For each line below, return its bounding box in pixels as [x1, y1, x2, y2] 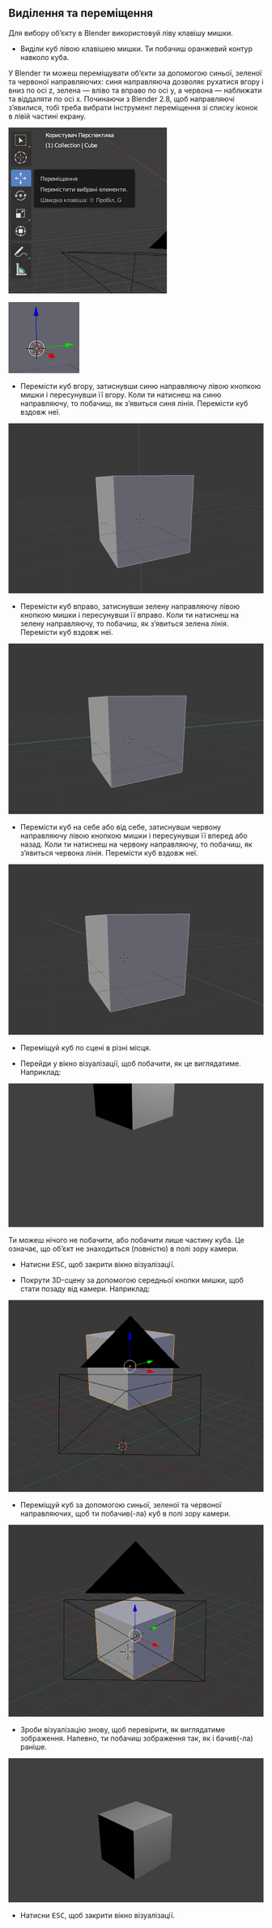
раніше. [19, 1742, 47, 1752]
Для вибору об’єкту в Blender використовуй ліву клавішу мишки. [8, 28, 233, 37]
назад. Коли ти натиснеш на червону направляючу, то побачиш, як [19, 839, 253, 849]
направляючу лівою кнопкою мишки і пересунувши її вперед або [19, 831, 249, 841]
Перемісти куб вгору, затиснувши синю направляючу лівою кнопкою [19, 381, 261, 390]
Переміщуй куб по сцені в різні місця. [19, 1042, 151, 1052]
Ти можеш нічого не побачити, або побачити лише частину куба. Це [8, 1236, 244, 1245]
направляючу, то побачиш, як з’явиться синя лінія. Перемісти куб [19, 398, 249, 408]
